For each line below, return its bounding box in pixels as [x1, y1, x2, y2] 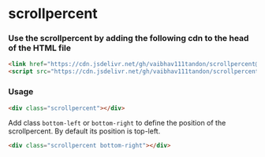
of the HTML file [8, 42, 72, 53]
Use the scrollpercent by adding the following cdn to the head [8, 33, 249, 44]
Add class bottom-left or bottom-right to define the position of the [8, 119, 226, 128]
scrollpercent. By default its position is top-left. [8, 126, 161, 136]
